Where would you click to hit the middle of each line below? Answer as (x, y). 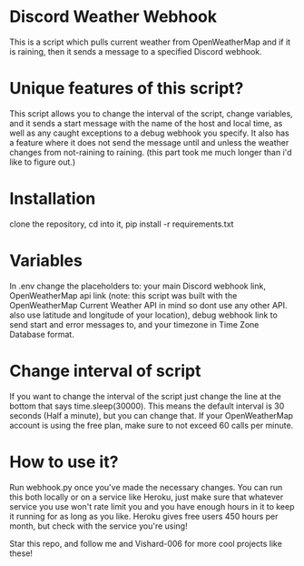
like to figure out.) (42, 162)
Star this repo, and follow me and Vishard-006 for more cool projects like (146, 543)
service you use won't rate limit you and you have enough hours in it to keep (152, 506)
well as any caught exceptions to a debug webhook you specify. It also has (149, 133)
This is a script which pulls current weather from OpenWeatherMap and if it (150, 42)
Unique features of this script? (127, 89)
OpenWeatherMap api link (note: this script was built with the (123, 295)
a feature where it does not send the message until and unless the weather (149, 142)
